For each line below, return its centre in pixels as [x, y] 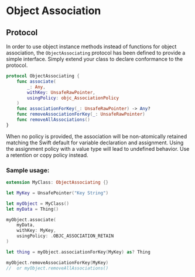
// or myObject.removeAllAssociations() [57, 268]
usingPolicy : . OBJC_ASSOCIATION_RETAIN [65, 236]
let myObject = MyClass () [37, 204]
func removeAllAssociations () [54, 120]
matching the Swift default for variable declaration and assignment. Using [95, 143]
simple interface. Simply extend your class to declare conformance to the [95, 59]
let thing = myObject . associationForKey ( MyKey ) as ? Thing [78, 252]
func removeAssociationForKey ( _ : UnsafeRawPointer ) [81, 114]
